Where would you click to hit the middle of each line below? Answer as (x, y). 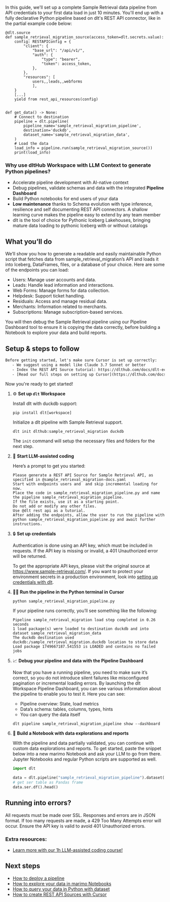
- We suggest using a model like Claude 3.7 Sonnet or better (79, 365)
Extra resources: (26, 839)
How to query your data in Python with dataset (61, 889)
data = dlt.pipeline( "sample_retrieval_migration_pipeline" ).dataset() (90, 778)
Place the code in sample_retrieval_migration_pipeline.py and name (86, 493)
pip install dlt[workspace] (42, 413)
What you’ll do (29, 241)
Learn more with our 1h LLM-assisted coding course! (68, 850)
